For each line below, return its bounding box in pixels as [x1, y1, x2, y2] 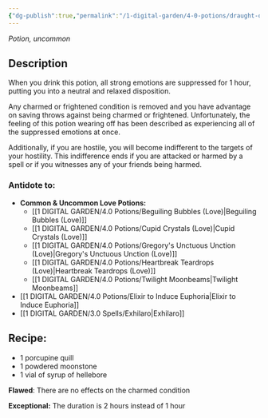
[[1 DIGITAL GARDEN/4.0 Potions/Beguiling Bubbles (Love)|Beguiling [31, 206, 257, 216]
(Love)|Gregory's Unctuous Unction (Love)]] [31, 249, 178, 258]
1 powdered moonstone [19, 361, 97, 371]
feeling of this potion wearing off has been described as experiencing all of [8, 119, 255, 129]
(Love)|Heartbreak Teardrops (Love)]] [31, 265, 156, 276]
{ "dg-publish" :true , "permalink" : [8, 11, 120, 20]
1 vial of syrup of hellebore [19, 369, 108, 380]
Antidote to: [8, 180, 56, 191]
